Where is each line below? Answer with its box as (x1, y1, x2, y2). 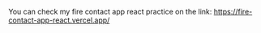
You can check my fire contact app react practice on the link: (8, 7, 212, 16)
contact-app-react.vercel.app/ (8, 15, 110, 25)
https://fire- (213, 7, 253, 16)
